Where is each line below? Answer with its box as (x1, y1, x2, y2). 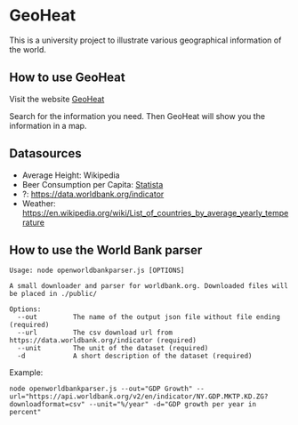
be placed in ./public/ (9, 290, 98, 299)
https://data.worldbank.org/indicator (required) (9, 336, 197, 345)
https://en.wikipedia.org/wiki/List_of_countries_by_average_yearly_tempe (21, 207, 289, 218)
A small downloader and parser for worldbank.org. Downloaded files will (9, 282, 289, 291)
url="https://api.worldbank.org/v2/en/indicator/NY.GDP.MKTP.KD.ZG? (9, 392, 269, 401)
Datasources (9, 146, 82, 161)
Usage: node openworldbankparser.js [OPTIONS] (9, 266, 185, 276)
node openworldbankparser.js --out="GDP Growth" (9, 384, 193, 394)
